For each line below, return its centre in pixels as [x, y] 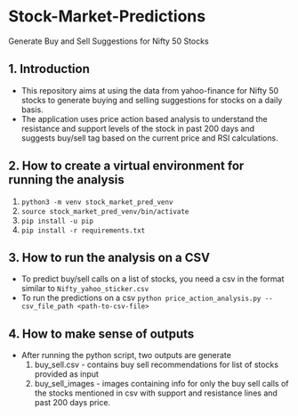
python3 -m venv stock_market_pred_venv [97, 202]
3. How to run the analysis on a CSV [109, 257]
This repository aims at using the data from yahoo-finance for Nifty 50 [150, 90]
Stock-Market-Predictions [107, 16]
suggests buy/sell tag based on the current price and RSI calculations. [149, 138]
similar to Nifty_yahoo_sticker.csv [85, 289]
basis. [32, 110]
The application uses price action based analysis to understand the [144, 118]
